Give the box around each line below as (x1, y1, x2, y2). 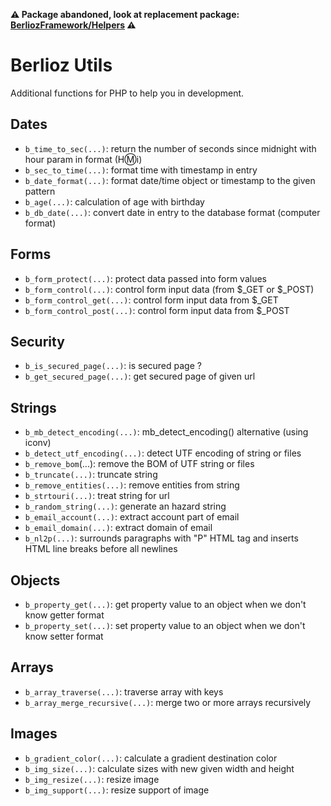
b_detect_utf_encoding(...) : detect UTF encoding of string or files (24, 447, 302, 459)
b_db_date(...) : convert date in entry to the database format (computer (24, 206, 321, 218)
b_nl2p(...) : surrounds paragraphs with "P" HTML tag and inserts (24, 532, 299, 544)
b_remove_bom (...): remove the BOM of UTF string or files (24, 458, 255, 470)
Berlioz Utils (10, 54, 113, 77)
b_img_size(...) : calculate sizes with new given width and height (24, 762, 295, 774)
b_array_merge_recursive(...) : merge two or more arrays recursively (24, 696, 312, 708)
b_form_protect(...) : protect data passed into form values (24, 272, 268, 284)
